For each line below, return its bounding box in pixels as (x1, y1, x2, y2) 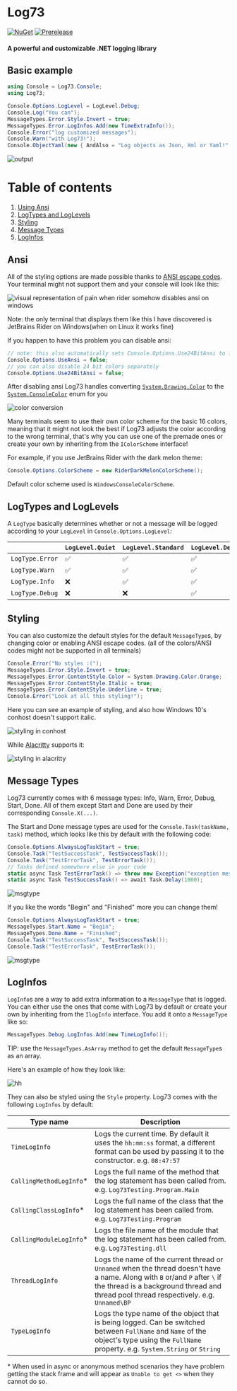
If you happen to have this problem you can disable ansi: (7, 336, 171, 344)
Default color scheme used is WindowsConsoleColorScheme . (7, 480, 175, 488)
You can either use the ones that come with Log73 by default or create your (7, 1002, 227, 1011)
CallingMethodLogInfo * (11, 1176, 88, 1186)
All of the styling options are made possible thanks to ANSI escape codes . (7, 272, 222, 280)
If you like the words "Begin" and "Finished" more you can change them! (7, 903, 219, 912)
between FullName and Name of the (95, 1327, 207, 1336)
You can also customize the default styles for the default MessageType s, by (7, 631, 222, 639)
